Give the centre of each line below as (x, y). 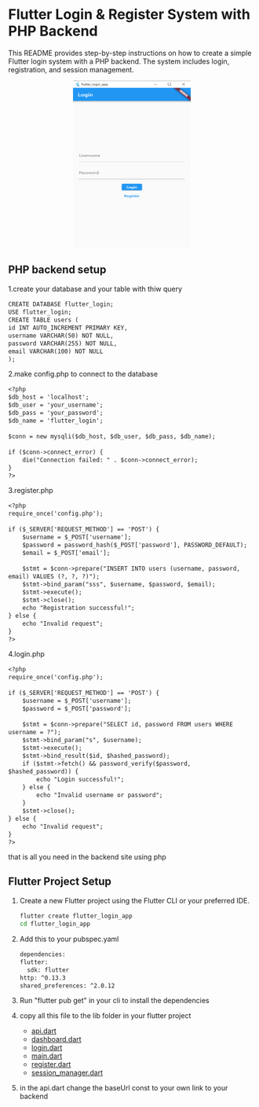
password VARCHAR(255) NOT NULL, (63, 344)
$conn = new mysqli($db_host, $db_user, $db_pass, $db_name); (112, 436)
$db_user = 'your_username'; (56, 405)
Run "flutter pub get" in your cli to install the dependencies (114, 1001)
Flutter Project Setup (60, 882)
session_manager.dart (67, 1073)
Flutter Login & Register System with (129, 15)
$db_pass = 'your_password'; (56, 413)
